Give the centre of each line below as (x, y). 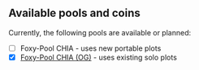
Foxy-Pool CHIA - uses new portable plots (91, 48)
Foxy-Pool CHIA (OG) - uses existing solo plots (98, 57)
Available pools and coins (74, 13)
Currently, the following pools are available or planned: (100, 32)
